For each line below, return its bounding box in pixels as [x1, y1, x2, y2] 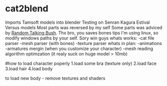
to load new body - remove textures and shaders [5, 75, 106, 81]
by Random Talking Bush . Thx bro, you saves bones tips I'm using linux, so [5, 30, 159, 36]
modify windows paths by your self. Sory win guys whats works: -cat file [5, 35, 155, 41]
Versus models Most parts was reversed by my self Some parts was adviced [5, 24, 163, 30]
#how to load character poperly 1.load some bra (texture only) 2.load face [5, 60, 157, 66]
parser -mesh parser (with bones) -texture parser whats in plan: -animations [5, 40, 162, 46]
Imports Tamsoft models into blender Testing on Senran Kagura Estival [5, 19, 150, 25]
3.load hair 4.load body [5, 65, 53, 72]
